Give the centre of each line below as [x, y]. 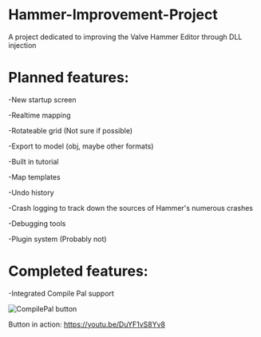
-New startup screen [43, 99]
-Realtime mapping [40, 115]
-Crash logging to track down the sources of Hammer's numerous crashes [131, 208]
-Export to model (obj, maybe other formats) [81, 146]
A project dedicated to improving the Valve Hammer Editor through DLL [125, 37]
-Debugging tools [37, 223]
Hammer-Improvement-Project [113, 15]
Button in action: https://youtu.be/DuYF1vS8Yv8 [87, 324]
